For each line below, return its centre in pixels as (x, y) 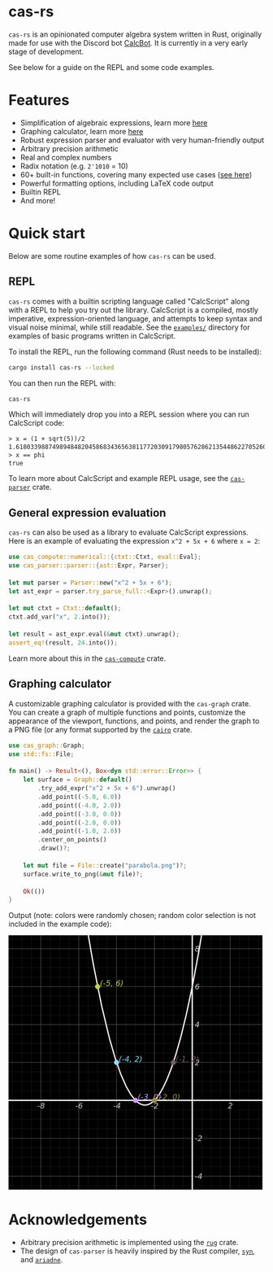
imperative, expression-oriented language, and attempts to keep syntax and (135, 318)
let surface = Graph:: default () (78, 780)
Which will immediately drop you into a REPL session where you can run (129, 414)
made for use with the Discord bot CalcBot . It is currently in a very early (128, 42)
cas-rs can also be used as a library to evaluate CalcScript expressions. (129, 532)
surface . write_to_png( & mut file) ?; (83, 874)
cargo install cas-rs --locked (61, 367)
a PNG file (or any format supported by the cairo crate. (100, 729)
